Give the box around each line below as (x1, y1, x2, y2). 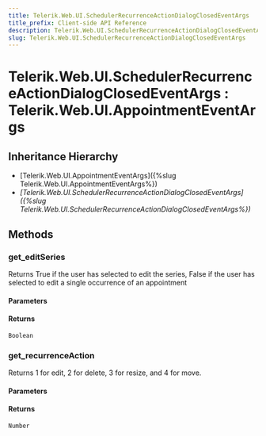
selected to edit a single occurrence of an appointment (8, 277, 188, 287)
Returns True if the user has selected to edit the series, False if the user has (8, 269, 255, 278)
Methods (8, 228, 54, 241)
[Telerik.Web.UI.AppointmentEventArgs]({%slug (19, 171, 177, 181)
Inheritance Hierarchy (8, 150, 119, 163)
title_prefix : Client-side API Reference (8, 19, 147, 27)
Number (8, 422, 30, 430)
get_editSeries (8, 251, 66, 262)
